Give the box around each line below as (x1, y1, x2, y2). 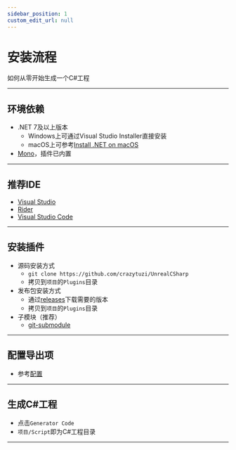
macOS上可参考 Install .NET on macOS (27, 141, 139, 149)
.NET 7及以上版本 (17, 123, 68, 131)
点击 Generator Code (17, 418, 75, 427)
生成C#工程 (7, 399, 58, 411)
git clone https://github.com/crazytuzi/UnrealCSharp (27, 270, 189, 278)
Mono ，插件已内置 (17, 149, 72, 158)
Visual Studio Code (17, 212, 74, 221)
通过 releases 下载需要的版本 (27, 295, 109, 303)
